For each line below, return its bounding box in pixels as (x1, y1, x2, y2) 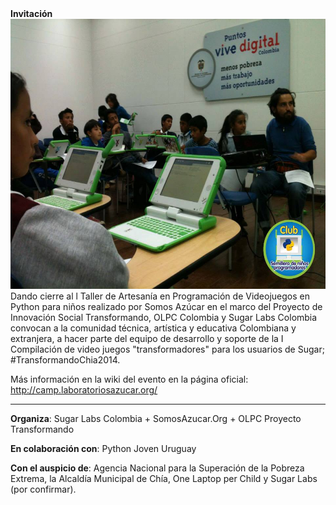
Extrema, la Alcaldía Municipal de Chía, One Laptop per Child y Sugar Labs (10, 473, 318, 484)
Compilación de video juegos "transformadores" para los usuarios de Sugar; (10, 343, 325, 355)
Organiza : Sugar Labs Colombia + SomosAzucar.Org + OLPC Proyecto (10, 413, 302, 424)
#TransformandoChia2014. (10, 354, 121, 366)
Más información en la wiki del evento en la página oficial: (10, 373, 249, 385)
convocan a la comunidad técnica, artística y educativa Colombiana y (10, 322, 297, 334)
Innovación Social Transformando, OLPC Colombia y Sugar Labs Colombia (10, 312, 318, 323)
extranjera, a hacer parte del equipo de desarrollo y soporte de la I (10, 333, 284, 344)
